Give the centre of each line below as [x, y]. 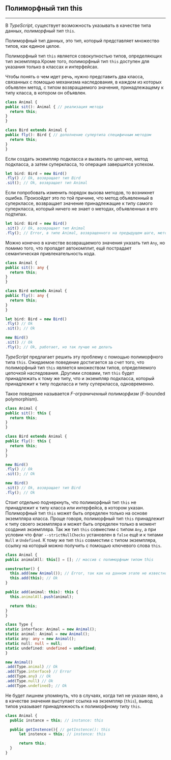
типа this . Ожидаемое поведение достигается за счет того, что [75, 362]
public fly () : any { [27, 296]
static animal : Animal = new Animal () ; [48, 634]
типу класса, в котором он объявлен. [46, 93]
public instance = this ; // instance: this [56, 720]
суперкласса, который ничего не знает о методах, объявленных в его [81, 209]
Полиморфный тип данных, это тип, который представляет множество [82, 41]
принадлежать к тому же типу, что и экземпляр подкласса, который [80, 378]
